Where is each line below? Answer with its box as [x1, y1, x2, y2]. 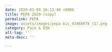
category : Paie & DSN [5, 26, 50, 31]
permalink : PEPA [5, 16, 39, 21]
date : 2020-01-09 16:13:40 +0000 [5, 7, 74, 12]
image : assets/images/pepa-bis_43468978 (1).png [5, 21, 108, 26]
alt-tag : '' [5, 30, 30, 35]
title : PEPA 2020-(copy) [5, 12, 56, 17]
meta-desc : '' [5, 35, 35, 40]
